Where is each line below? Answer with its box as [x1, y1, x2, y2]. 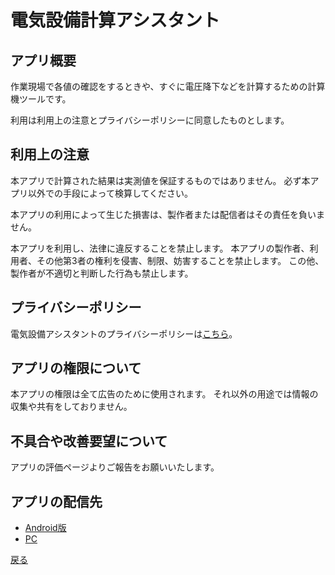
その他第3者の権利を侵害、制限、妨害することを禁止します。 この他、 [36, 254, 325, 266]
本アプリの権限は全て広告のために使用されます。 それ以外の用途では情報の [10, 388, 319, 400]
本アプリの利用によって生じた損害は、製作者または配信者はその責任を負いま [10, 208, 325, 220]
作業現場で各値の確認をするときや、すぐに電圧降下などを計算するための [10, 81, 308, 92]
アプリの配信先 [10, 493, 103, 510]
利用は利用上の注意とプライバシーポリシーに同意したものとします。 [10, 114, 290, 126]
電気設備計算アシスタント [10, 9, 220, 32]
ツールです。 [18, 93, 72, 105]
